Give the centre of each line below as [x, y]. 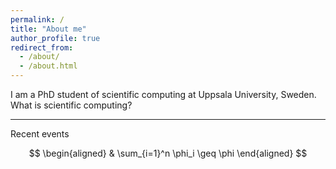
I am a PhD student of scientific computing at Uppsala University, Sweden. [163, 94]
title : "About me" [48, 29]
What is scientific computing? [71, 105]
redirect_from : [42, 47]
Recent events [40, 134]
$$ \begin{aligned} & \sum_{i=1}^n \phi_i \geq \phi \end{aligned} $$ [168, 153]
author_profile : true [55, 38]
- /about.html [48, 66]
